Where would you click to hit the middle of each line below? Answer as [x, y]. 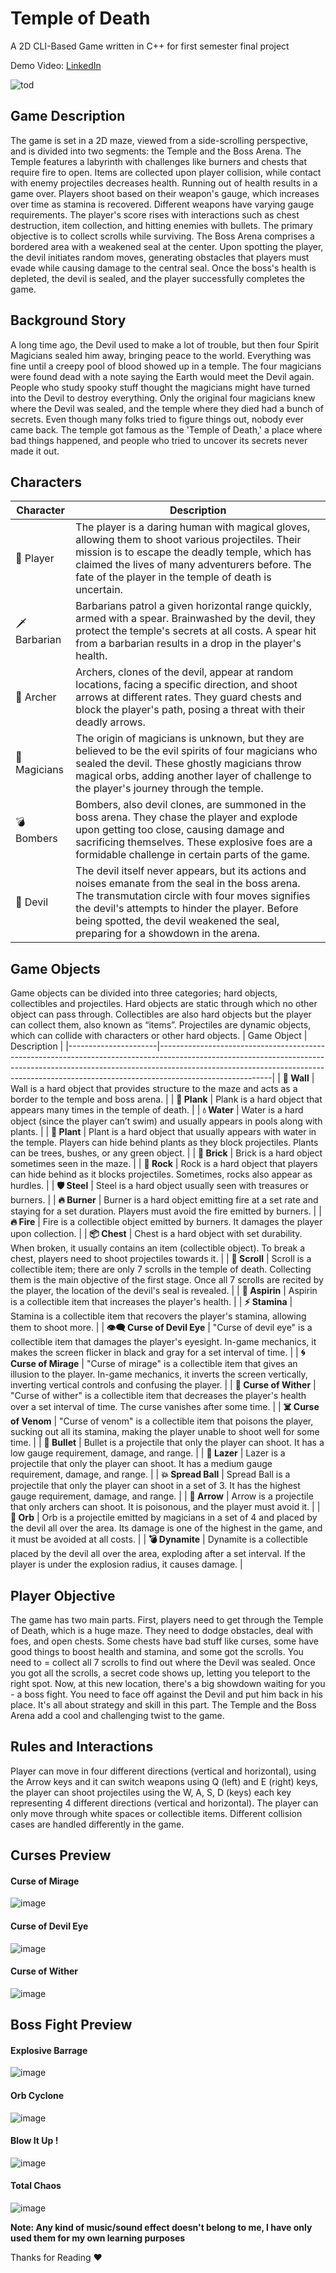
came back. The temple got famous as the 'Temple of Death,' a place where [166, 429]
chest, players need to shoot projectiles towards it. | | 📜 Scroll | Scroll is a [161, 1259]
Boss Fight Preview [71, 2025]
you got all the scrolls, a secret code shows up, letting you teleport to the [160, 1673]
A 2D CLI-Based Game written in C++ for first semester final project [150, 46]
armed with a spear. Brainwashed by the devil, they [195, 619]
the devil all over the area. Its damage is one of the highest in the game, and [166, 1528]
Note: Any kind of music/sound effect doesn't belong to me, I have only [161, 2228]
